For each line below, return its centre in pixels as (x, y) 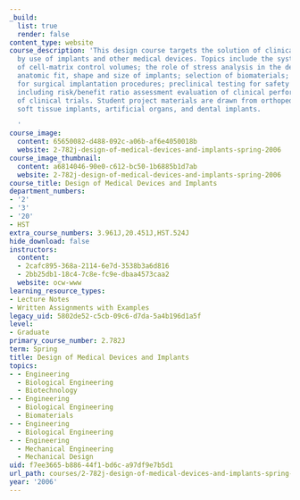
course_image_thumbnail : (55, 158)
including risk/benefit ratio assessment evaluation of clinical (142, 92)
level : (21, 324)
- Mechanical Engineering (66, 449)
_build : (24, 17)
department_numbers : (48, 192)
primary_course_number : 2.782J (67, 341)
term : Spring (33, 349)
